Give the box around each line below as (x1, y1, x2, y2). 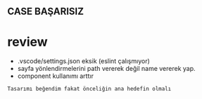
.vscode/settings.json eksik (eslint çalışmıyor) (17, 57, 150, 65)
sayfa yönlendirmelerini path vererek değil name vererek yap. (17, 65, 196, 73)
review (7, 34, 48, 50)
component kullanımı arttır (17, 72, 94, 80)
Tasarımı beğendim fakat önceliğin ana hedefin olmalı (7, 86, 172, 93)
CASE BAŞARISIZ (7, 6, 84, 18)
